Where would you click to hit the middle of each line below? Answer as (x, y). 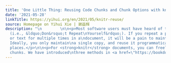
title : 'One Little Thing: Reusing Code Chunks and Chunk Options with (83, 10)
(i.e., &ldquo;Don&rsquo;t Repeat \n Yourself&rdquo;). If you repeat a (86, 34)
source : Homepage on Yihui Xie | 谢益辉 (48, 24)
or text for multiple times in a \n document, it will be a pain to (82, 39)
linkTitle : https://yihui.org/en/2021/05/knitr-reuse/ (65, 19)
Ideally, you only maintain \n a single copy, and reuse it (73, 43)
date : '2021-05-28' (26, 15)
